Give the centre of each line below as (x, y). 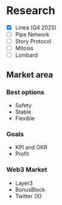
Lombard (26, 55)
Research (31, 11)
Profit (22, 154)
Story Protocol (33, 41)
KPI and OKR (31, 148)
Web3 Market (27, 170)
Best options (25, 92)
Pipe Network (32, 34)
